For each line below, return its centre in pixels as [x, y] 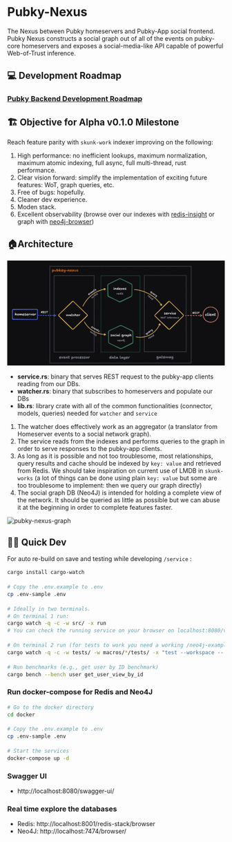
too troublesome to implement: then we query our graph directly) [109, 485]
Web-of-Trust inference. [41, 53]
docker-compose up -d [38, 758]
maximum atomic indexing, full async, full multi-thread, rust [101, 163]
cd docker [21, 715]
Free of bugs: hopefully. [51, 192]
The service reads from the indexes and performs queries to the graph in [121, 441]
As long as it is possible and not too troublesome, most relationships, [115, 456]
